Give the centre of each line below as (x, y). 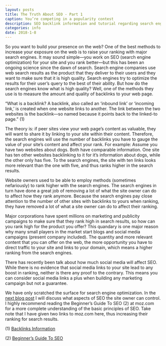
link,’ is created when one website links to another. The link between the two (83, 109)
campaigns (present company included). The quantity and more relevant (79, 237)
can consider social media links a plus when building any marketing (74, 278)
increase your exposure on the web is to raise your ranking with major (76, 52)
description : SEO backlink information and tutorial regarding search (79, 23)
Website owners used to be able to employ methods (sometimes (71, 180)
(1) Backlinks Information (30, 328)
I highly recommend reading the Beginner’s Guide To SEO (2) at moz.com (80, 303)
